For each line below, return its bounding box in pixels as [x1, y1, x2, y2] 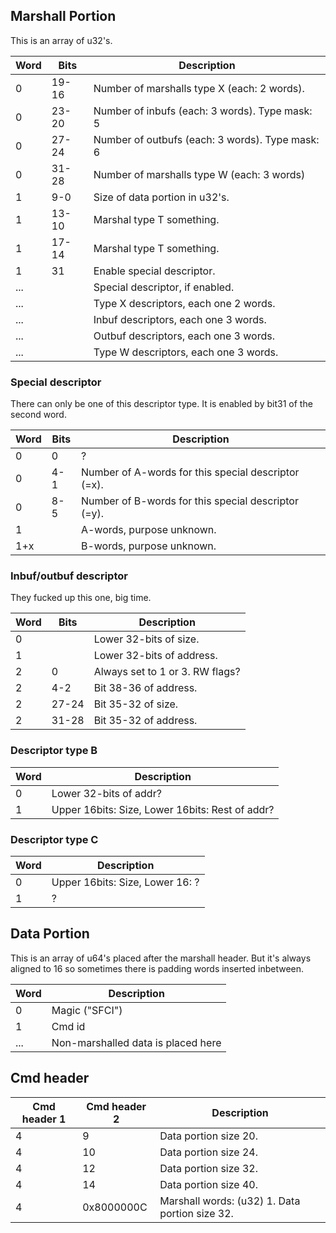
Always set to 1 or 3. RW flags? [93, 665, 241, 679]
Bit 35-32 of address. [93, 714, 198, 728]
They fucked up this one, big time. [10, 592, 152, 604]
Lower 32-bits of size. [93, 632, 200, 646]
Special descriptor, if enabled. [93, 280, 235, 294]
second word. [10, 409, 67, 421]
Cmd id [51, 1019, 86, 1033]
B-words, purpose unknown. [80, 539, 217, 553]
